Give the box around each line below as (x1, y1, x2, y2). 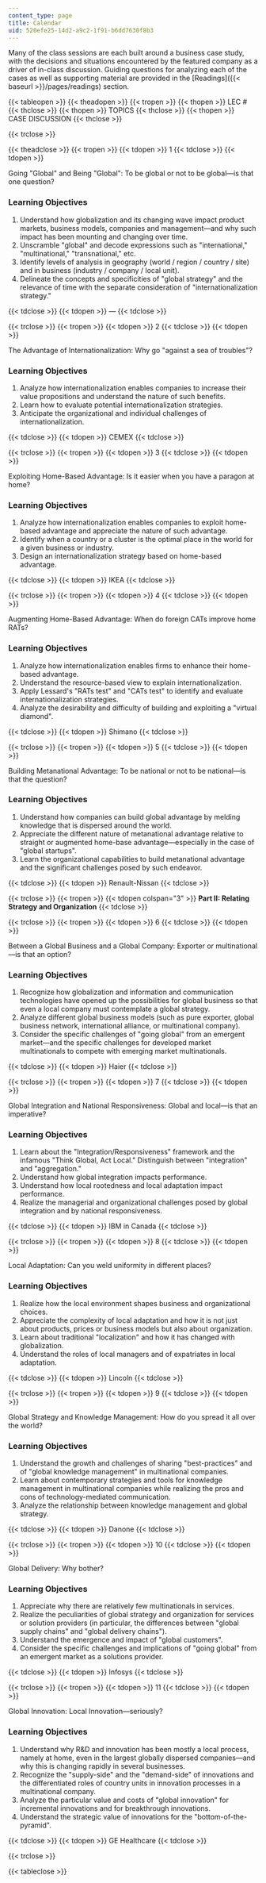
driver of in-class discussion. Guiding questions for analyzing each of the (8, 65, 248, 75)
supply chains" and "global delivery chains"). (19, 1627, 168, 1636)
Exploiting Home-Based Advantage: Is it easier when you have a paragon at (8, 471, 255, 481)
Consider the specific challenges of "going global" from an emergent (19, 1029, 245, 1039)
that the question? (8, 774, 67, 784)
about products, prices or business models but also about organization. (19, 1324, 253, 1333)
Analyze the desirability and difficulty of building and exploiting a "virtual (19, 703, 257, 713)
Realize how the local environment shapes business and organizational (19, 1298, 251, 1308)
